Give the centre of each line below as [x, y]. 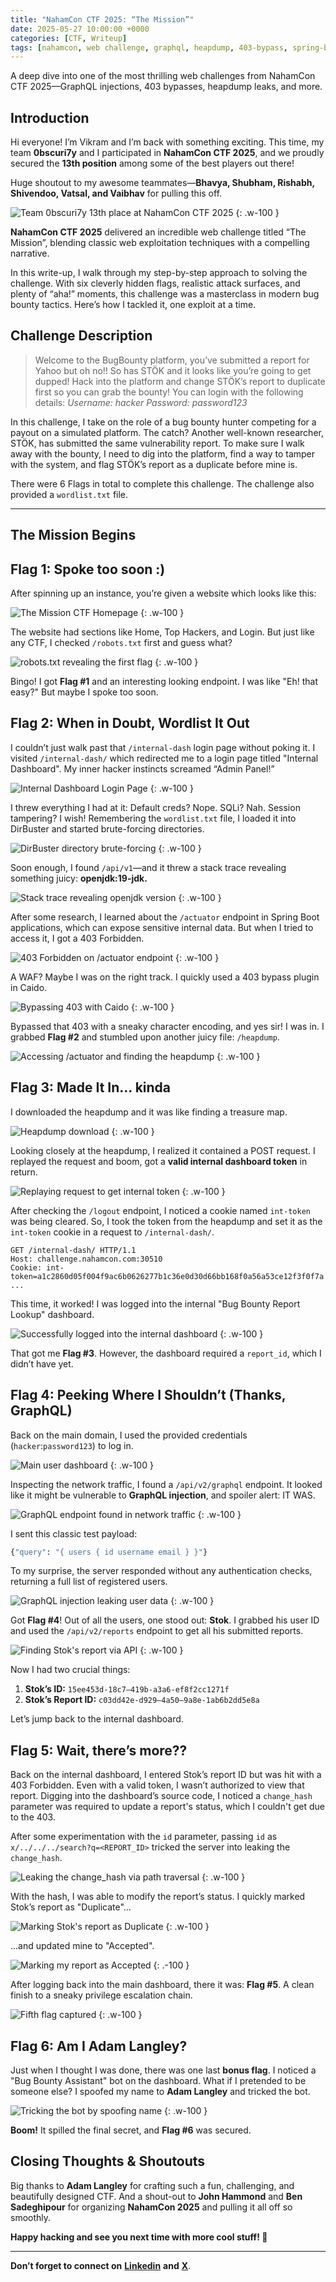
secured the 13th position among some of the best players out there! [152, 163]
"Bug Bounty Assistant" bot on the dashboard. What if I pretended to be [158, 2081]
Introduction [50, 117]
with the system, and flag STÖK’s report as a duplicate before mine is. [154, 464]
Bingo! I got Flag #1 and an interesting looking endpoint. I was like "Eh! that [164, 682]
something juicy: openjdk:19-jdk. [79, 878]
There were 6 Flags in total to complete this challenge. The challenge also [162, 483]
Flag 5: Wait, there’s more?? [99, 1750]
